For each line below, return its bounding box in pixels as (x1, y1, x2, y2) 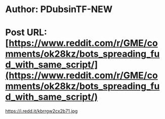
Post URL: (5, 27, 47, 38)
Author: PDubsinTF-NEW (5, 4, 113, 15)
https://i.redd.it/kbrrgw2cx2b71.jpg (5, 108, 78, 114)
